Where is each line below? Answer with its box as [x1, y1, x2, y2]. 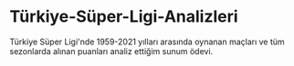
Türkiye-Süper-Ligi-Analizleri [9, 6, 239, 27]
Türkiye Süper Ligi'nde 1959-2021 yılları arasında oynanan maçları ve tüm [9, 36, 285, 47]
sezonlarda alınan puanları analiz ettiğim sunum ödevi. [9, 45, 214, 56]
